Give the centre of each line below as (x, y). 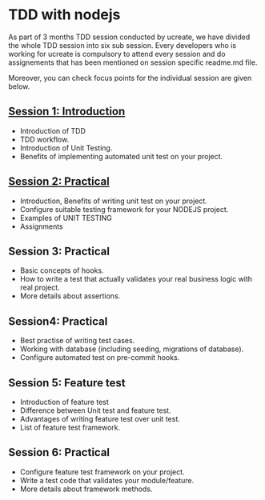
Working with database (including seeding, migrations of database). (132, 349)
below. (19, 86)
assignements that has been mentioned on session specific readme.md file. (133, 62)
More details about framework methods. (86, 489)
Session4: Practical (58, 321)
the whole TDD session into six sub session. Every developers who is (122, 45)
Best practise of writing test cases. (77, 341)
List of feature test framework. (70, 427)
